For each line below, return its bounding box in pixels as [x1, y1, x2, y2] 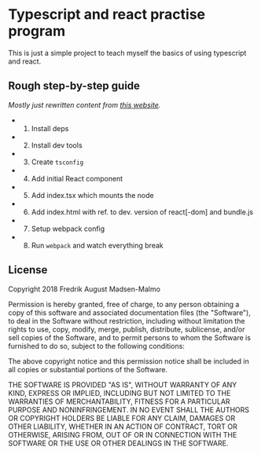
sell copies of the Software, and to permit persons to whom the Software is [8, 332, 252, 342]
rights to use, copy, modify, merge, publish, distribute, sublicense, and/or [8, 324, 245, 334]
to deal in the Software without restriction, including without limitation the [8, 316, 245, 325]
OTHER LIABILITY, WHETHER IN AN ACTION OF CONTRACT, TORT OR [8, 422, 237, 431]
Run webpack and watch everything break [31, 240, 164, 250]
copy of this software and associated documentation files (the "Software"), [8, 308, 252, 317]
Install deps [31, 123, 69, 133]
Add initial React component [31, 174, 123, 183]
